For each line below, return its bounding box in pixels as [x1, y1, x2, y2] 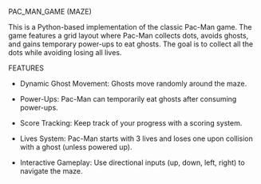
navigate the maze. [19, 166, 83, 175]
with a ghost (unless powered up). [19, 142, 132, 151]
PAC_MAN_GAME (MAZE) [8, 7, 92, 16]
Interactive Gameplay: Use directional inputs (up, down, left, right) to [19, 158, 245, 167]
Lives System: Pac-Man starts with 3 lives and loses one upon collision [19, 134, 254, 143]
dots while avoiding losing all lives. [8, 48, 122, 57]
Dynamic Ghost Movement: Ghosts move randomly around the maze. [19, 79, 247, 88]
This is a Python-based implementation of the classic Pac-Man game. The [8, 22, 252, 31]
